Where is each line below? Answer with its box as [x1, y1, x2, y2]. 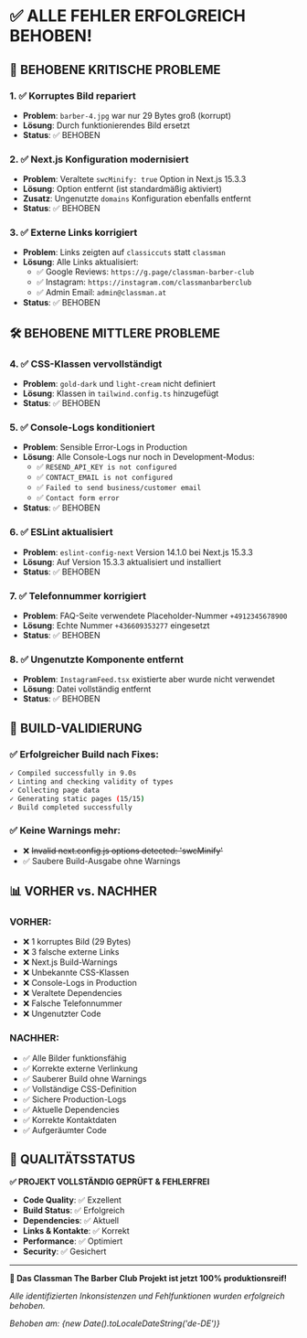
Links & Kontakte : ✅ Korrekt [22, 1225, 130, 1236]
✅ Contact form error [36, 492, 121, 503]
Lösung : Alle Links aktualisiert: [22, 257, 139, 268]
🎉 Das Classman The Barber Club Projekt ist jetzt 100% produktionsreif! [9, 1272, 288, 1283]
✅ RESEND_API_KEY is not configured [36, 461, 177, 472]
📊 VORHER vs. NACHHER [9, 883, 158, 899]
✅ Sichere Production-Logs [22, 1094, 127, 1105]
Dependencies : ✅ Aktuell [22, 1215, 120, 1226]
